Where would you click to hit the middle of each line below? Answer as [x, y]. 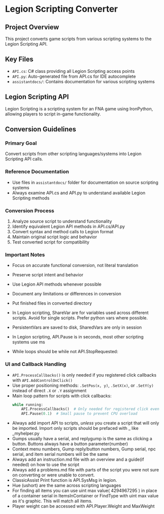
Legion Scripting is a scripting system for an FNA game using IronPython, [79, 109]
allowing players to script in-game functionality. [53, 114]
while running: [28, 404]
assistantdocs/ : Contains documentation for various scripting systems [83, 81]
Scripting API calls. [24, 159]
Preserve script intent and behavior [48, 275]
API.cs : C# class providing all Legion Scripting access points [73, 71]
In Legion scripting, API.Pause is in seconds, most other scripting [78, 337]
